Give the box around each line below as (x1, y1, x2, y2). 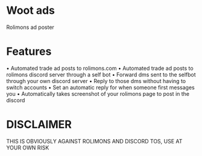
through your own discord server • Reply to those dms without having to (6, 77, 186, 84)
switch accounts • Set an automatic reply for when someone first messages (6, 84, 195, 91)
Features (6, 45, 52, 58)
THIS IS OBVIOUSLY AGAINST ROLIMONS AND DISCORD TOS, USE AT (6, 137, 183, 145)
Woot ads (6, 4, 55, 17)
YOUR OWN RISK (6, 144, 49, 151)
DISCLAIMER (6, 118, 72, 131)
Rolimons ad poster (6, 23, 54, 31)
